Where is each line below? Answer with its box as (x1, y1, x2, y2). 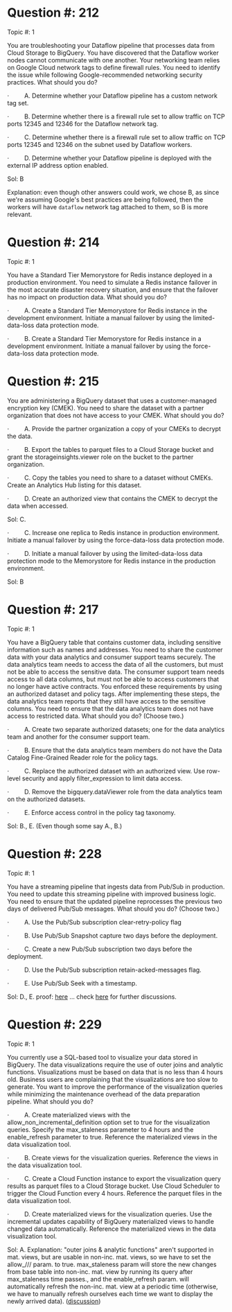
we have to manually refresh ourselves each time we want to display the (7, 1289, 213, 1297)
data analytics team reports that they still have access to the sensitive (7, 697, 206, 705)
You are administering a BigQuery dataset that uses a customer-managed (7, 396, 217, 405)
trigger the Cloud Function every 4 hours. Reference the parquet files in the (7, 1189, 222, 1197)
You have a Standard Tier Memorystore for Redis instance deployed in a (7, 270, 213, 279)
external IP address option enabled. (7, 161, 109, 169)
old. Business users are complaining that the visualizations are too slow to (7, 1075, 218, 1083)
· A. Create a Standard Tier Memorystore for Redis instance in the (7, 306, 208, 315)
